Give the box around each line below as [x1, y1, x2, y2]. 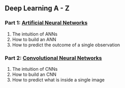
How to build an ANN [12, 36, 56, 42]
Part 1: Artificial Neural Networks [5, 19, 88, 26]
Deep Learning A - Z [5, 4, 70, 13]
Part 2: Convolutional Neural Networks [5, 54, 102, 62]
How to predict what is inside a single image [12, 76, 105, 83]
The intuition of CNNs [12, 66, 58, 72]
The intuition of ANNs [12, 31, 58, 37]
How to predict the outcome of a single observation [12, 42, 120, 48]
